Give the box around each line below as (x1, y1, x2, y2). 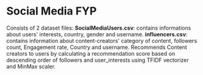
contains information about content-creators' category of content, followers (6, 37, 197, 44)
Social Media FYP (6, 4, 97, 18)
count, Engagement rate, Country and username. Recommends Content (6, 44, 188, 51)
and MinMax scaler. (6, 62, 56, 70)
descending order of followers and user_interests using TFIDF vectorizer (6, 56, 190, 64)
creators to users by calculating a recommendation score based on (6, 50, 175, 57)
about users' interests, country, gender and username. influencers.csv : (6, 30, 188, 37)
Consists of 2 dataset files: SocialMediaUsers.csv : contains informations (6, 24, 191, 31)
